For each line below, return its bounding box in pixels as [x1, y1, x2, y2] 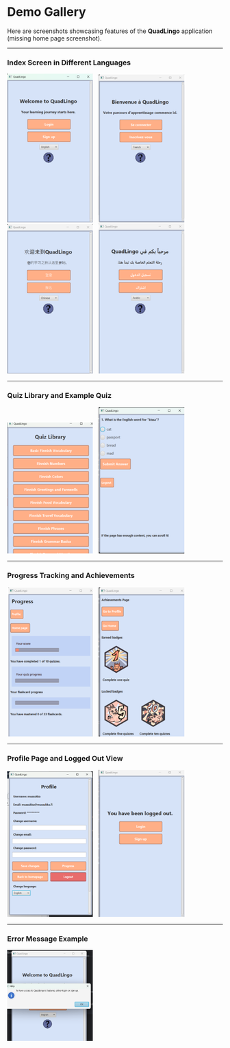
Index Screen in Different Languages [7, 58, 131, 67]
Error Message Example [7, 934, 88, 944]
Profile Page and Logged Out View [7, 754, 123, 763]
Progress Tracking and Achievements [7, 571, 135, 581]
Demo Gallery [7, 4, 87, 20]
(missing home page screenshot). [7, 34, 102, 42]
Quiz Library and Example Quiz [7, 391, 112, 401]
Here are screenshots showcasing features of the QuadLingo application [7, 27, 213, 35]
